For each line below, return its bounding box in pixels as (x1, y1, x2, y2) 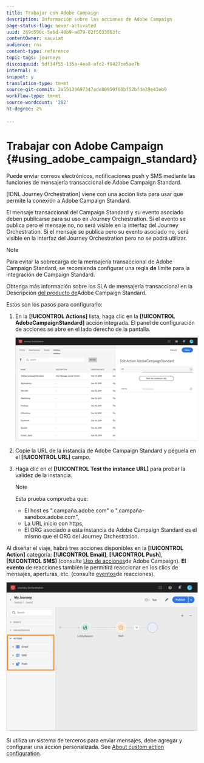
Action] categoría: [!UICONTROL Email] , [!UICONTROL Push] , (6, 551, 163, 558)
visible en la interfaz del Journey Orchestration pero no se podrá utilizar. (6, 234, 187, 242)
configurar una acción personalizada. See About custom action (6, 743, 165, 750)
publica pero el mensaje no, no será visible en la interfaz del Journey (6, 222, 179, 229)
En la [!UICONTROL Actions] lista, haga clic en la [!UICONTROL (15, 313, 175, 320)
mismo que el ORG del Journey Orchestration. (24, 533, 140, 540)
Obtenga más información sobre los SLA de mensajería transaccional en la (6, 282, 193, 290)
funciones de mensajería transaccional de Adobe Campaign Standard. (6, 178, 182, 186)
